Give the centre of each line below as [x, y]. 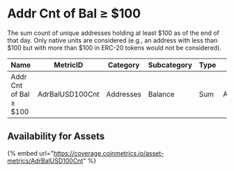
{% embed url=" [31, 153]
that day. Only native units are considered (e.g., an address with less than [112, 40]
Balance [161, 94]
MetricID [69, 65]
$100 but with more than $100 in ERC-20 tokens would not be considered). [114, 47]
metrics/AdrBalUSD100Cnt [45, 161]
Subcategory [170, 65]
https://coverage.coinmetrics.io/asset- [109, 153]
